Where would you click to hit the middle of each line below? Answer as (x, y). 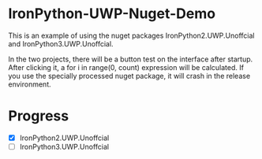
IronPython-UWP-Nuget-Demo (112, 14)
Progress (39, 116)
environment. (30, 84)
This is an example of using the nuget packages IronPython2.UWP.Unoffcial (131, 35)
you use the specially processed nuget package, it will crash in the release (129, 76)
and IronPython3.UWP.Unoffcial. (61, 43)
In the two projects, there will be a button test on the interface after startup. (131, 59)
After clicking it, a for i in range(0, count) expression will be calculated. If (126, 67)
